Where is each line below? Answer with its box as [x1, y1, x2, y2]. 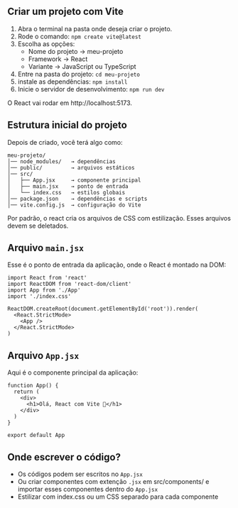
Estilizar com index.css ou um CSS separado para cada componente [17, 492, 219, 501]
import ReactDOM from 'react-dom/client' [7, 280, 132, 288]
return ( [13, 388, 40, 396]
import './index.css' [7, 293, 72, 300]
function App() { [7, 382, 59, 390]
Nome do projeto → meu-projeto [28, 47, 124, 55]
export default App [7, 432, 65, 439]
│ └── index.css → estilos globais [7, 189, 126, 196]
